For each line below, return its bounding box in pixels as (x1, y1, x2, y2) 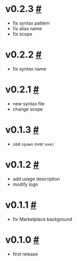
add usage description (12, 176, 60, 182)
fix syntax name (12, 66, 47, 72)
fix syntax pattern (12, 20, 50, 26)
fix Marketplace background (12, 216, 72, 222)
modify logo (12, 181, 38, 187)
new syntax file (12, 100, 45, 106)
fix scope (12, 31, 33, 37)
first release (12, 251, 38, 257)
